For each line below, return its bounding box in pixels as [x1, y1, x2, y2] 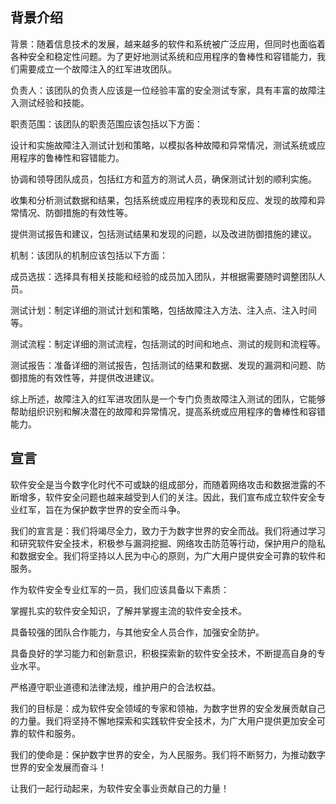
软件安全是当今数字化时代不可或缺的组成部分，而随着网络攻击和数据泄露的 [10, 478, 317, 490]
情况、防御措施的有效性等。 [18, 206, 133, 218]
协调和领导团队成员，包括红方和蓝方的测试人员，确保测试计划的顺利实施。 [10, 173, 317, 185]
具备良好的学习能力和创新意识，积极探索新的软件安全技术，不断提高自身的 [10, 647, 317, 659]
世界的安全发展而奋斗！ [10, 761, 107, 773]
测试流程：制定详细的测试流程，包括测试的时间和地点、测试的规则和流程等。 [10, 338, 326, 350]
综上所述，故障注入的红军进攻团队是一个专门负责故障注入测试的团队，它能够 [10, 393, 326, 405]
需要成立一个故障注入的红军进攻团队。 [18, 63, 177, 75]
